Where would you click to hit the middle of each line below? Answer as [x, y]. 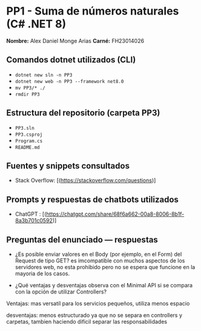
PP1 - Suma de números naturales [93, 11]
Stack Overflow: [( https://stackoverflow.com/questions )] [85, 181]
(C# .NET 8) [36, 24]
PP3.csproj [29, 135]
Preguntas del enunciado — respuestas [82, 240]
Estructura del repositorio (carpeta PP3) [83, 113]
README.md [28, 147]
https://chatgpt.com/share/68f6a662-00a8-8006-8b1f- [115, 214]
